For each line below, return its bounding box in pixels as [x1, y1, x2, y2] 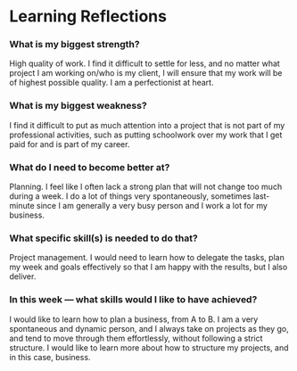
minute [9, 201, 35, 211]
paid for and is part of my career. [9, 138, 130, 149]
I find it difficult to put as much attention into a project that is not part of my [9, 120, 285, 130]
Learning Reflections [9, 6, 168, 27]
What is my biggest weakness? [9, 100, 147, 112]
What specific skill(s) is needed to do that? [9, 232, 198, 244]
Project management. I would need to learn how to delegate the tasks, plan [9, 252, 285, 263]
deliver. [9, 271, 37, 282]
